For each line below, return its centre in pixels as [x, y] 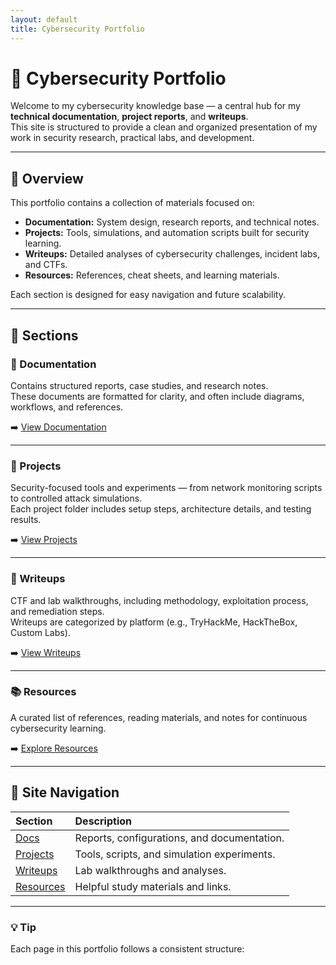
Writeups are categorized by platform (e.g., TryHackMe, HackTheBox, [154, 622]
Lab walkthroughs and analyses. [150, 870]
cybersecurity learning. [58, 728]
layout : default [44, 19]
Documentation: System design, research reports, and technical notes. [172, 222]
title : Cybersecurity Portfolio [77, 29]
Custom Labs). [40, 632]
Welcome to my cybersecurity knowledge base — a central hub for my [155, 106]
